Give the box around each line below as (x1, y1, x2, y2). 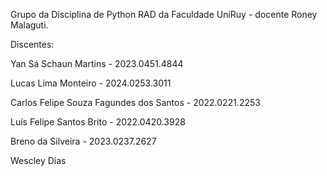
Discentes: (10, 39, 55, 50)
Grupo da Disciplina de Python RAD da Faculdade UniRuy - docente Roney (10, 9, 318, 20)
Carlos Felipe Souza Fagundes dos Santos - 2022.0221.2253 (10, 97, 261, 108)
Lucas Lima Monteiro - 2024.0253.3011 (10, 77, 172, 89)
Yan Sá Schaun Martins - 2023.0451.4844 (10, 58, 184, 69)
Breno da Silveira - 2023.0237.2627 (10, 135, 157, 147)
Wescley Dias (10, 155, 67, 166)
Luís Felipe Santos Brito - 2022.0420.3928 (10, 116, 186, 128)
